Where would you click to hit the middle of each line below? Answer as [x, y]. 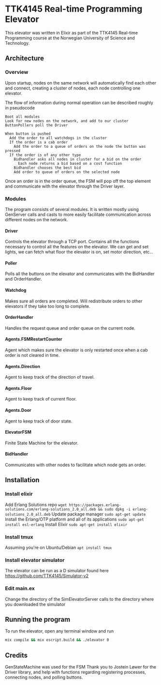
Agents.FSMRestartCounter [34, 339]
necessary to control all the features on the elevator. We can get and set [77, 247]
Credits [16, 655]
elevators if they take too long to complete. [48, 306]
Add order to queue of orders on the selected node [67, 172]
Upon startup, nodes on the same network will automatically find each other [80, 83]
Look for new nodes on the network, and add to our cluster [67, 121]
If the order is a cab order [39, 142]
